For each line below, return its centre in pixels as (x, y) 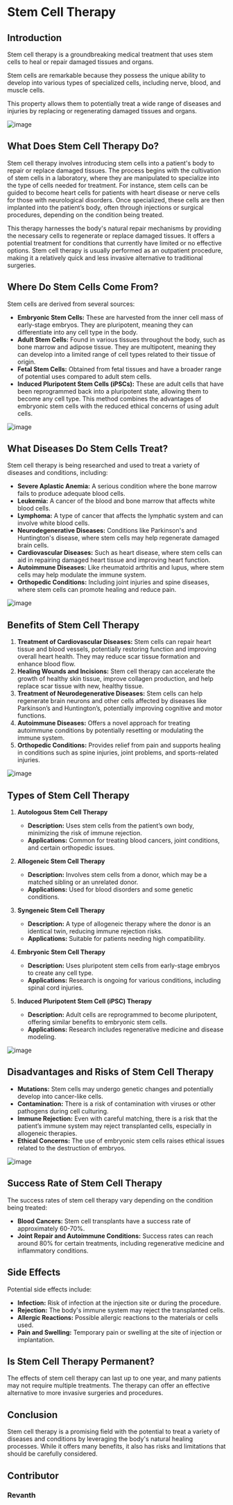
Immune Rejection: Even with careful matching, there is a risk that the (117, 1118)
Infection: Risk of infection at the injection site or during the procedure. (119, 1303)
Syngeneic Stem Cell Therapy (61, 910)
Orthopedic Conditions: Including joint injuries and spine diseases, (113, 582)
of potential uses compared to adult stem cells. (84, 376)
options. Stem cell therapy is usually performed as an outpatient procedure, (115, 250)
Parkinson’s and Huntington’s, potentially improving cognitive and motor (120, 708)
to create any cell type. (60, 973)
